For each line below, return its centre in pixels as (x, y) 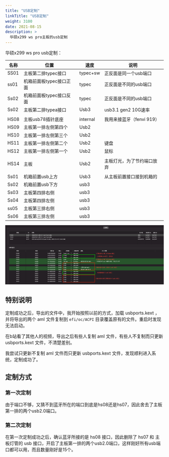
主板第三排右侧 (39, 208)
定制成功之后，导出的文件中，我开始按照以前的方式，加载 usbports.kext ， (82, 313)
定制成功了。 (27, 360)
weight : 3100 (19, 21)
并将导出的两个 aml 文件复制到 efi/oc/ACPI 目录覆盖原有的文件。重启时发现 (83, 319)
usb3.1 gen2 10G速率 (127, 110)
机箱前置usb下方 (40, 184)
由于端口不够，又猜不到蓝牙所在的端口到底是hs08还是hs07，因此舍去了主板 (84, 404)
